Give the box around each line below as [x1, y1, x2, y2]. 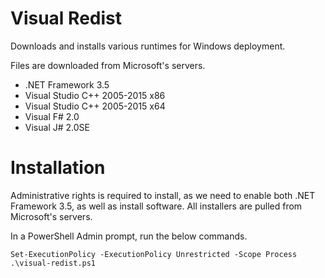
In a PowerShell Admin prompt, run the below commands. [10, 230, 248, 242]
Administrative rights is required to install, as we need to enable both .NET [10, 189, 316, 201]
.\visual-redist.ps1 [10, 258, 97, 268]
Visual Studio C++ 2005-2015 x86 [24, 89, 166, 101]
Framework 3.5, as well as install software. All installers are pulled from [10, 200, 303, 212]
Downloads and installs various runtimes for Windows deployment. [10, 40, 286, 52]
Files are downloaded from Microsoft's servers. [10, 59, 206, 71]
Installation [10, 157, 106, 179]
